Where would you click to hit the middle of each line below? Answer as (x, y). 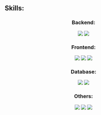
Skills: (14, 8)
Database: (83, 71)
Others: (83, 96)
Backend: (83, 23)
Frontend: (83, 47)
